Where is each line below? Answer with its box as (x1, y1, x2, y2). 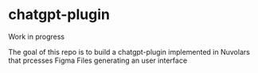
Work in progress (8, 32, 65, 41)
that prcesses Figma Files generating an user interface (8, 56, 188, 65)
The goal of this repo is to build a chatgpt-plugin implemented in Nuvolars (8, 47, 251, 56)
